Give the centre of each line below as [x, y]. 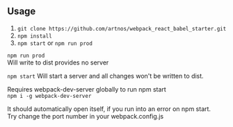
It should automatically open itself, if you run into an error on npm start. [109, 109]
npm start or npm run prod [55, 43]
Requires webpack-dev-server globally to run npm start [87, 89]
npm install [34, 36]
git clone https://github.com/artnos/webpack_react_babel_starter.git [122, 28]
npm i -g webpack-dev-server [49, 96]
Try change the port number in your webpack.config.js [86, 116]
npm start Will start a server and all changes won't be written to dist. [105, 76]
